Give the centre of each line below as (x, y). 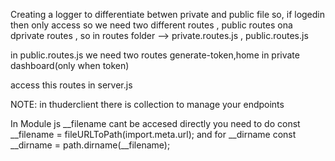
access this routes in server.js (71, 85)
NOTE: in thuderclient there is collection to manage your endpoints (147, 104)
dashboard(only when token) (70, 65)
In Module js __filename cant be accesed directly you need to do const (155, 123)
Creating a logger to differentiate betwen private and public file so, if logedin (168, 14)
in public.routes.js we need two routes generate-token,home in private (155, 55)
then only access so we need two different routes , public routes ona (151, 25)
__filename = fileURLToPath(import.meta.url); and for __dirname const (153, 134)
